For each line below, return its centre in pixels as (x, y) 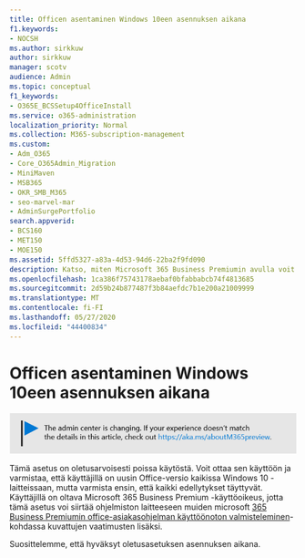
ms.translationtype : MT (55, 298)
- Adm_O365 (30, 154)
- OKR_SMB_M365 (38, 192)
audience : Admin (40, 77)
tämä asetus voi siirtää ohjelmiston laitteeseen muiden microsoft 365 (138, 507)
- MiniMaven (32, 173)
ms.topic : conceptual (51, 87)
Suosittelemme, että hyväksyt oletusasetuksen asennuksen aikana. (135, 544)
